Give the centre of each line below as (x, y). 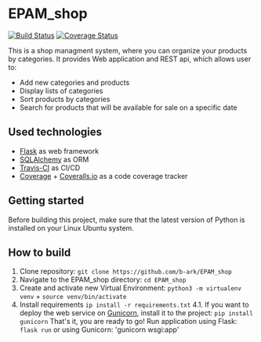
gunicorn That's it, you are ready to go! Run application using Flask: (128, 322)
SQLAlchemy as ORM (54, 159)
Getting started (46, 201)
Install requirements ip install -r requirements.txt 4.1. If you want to (134, 305)
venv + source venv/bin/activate (73, 297)
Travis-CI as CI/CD (50, 167)
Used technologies (55, 132)
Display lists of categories (61, 90)
